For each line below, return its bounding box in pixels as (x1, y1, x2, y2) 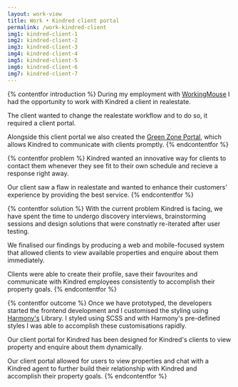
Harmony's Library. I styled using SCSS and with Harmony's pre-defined (7, 314, 221, 322)
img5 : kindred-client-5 (7, 57, 78, 64)
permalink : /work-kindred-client (7, 24, 107, 31)
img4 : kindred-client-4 (7, 51, 78, 58)
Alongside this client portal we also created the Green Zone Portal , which (7, 133, 222, 141)
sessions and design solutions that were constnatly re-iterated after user (7, 219, 221, 228)
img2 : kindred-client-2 (7, 37, 78, 44)
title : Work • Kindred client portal (7, 17, 120, 24)
